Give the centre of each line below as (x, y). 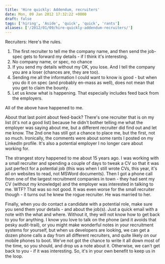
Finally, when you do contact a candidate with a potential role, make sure (79, 204)
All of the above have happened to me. (44, 108)
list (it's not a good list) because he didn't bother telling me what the (74, 123)
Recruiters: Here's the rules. (33, 42)
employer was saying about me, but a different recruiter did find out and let (81, 128)
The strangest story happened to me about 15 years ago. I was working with (82, 158)
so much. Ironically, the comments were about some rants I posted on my (79, 138)
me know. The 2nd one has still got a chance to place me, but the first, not (80, 133)
